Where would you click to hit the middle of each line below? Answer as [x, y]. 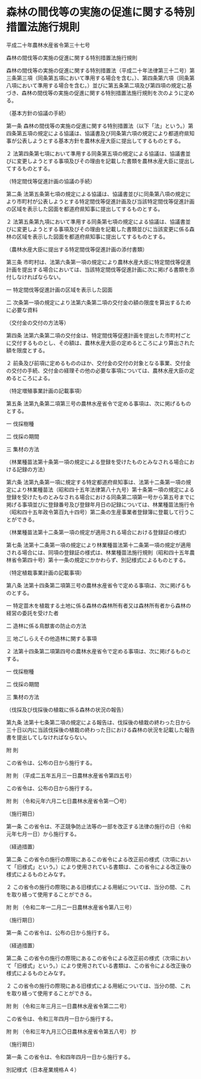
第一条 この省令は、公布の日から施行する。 [59, 932]
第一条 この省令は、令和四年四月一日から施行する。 [70, 1057]
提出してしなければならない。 [53, 737]
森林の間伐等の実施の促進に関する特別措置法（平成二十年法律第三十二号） [98, 70]
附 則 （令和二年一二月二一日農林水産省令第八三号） [71, 907]
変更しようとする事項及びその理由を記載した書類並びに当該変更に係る [103, 229]
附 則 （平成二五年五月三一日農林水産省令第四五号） [71, 775]
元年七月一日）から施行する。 [43, 834]
